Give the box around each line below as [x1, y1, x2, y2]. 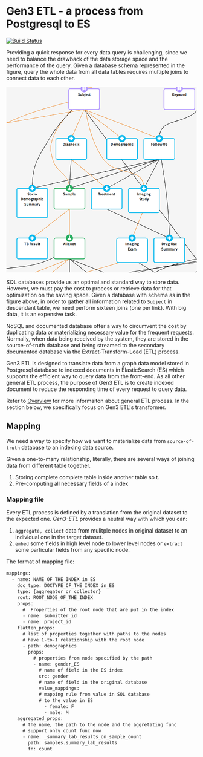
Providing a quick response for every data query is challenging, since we [6, 48, 187, 56]
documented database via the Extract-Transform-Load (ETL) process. [6, 348, 180, 355]
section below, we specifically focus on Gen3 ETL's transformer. [6, 404, 166, 411]
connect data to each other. [6, 74, 76, 82]
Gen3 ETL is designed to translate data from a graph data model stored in [6, 359, 189, 367]
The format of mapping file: [6, 558, 74, 565]
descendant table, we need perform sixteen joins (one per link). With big [6, 304, 187, 311]
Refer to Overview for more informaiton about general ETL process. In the [6, 397, 189, 404]
